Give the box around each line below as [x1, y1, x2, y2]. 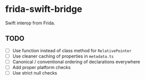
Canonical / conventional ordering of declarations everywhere [12, 59, 140, 65]
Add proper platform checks [12, 64, 71, 70]
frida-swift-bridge [5, 3, 82, 15]
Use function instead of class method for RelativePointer [12, 47, 131, 53]
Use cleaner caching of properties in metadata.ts [12, 53, 114, 59]
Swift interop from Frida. [5, 20, 55, 26]
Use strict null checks [12, 70, 57, 76]
